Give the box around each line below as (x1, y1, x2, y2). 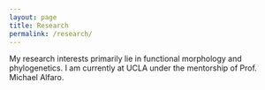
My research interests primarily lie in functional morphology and (9, 54, 243, 64)
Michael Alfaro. (9, 72, 64, 83)
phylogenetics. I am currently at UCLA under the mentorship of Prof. (9, 63, 258, 73)
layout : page (9, 12, 57, 22)
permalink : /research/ (9, 29, 93, 38)
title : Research (9, 21, 69, 30)
